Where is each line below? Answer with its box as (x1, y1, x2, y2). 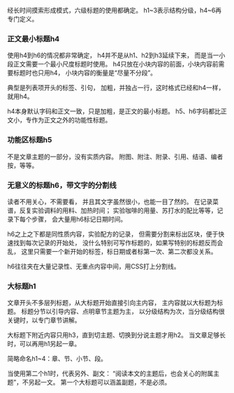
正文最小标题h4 (7, 34, 60, 43)
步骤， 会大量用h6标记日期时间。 (31, 215, 127, 223)
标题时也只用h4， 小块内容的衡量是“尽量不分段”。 (13, 69, 157, 77)
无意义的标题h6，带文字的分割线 (7, 180, 117, 190)
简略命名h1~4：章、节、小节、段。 (7, 355, 107, 363)
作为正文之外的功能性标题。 (31, 116, 112, 124)
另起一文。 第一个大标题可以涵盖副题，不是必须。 (28, 378, 171, 387)
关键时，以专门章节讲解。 (7, 316, 81, 324)
